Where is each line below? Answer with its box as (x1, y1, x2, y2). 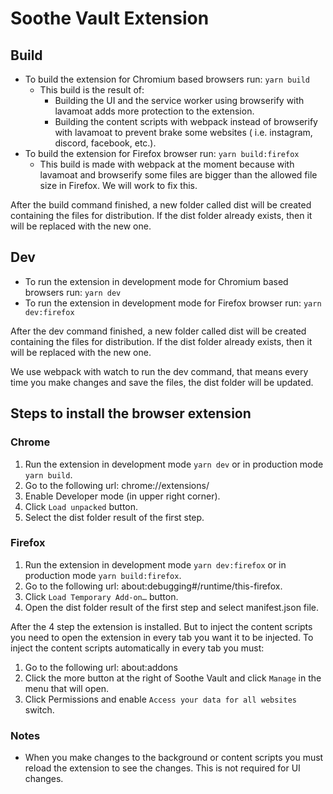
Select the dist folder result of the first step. (24, 511, 205, 523)
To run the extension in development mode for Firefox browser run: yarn (24, 297, 322, 309)
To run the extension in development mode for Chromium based (24, 275, 289, 287)
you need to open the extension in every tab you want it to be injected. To (10, 631, 314, 643)
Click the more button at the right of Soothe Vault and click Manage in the (24, 672, 322, 684)
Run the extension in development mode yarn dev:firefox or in (24, 558, 287, 571)
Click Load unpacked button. (24, 500, 139, 512)
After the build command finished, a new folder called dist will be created (10, 199, 312, 211)
